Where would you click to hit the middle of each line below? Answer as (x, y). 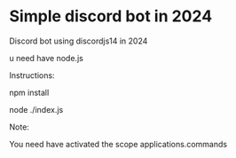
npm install (29, 92)
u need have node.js (47, 58)
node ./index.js (36, 109)
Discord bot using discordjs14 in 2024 (79, 41)
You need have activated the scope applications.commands (118, 144)
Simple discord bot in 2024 (111, 16)
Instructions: (32, 75)
